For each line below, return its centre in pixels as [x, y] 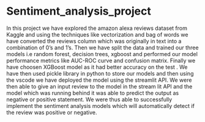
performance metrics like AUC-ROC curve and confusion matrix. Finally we [101, 60]
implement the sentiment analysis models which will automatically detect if [100, 106]
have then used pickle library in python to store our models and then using [100, 73]
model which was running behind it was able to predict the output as [93, 93]
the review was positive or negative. [52, 112]
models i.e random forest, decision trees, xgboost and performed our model [102, 54]
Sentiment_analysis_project [79, 11]
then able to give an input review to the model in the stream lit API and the [99, 86]
